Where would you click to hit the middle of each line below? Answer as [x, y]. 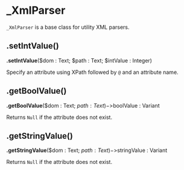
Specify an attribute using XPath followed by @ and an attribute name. [93, 72]
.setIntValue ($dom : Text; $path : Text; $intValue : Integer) [79, 60]
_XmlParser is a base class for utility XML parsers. [68, 27]
